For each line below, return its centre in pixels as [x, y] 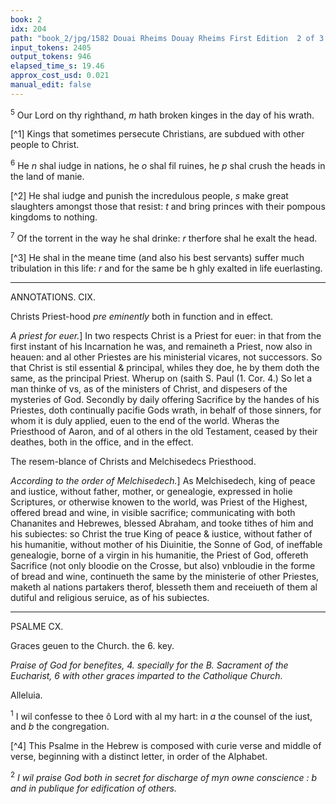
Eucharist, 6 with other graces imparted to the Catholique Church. [146, 675]
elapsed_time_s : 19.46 [57, 66]
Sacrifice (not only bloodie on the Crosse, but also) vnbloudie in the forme [163, 565]
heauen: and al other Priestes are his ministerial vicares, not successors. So [166, 357]
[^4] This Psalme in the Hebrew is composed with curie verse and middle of [166, 746]
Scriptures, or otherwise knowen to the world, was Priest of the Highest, [159, 502]
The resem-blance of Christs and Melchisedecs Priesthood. [133, 461]
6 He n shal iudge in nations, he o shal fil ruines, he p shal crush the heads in [168, 165]
